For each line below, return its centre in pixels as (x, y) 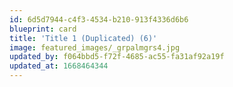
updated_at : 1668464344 (59, 66)
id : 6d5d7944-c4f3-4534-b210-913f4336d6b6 (99, 19)
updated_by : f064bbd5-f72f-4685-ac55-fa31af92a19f (117, 57)
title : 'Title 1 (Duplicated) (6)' (83, 38)
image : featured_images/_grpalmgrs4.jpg (95, 47)
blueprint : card (43, 29)
